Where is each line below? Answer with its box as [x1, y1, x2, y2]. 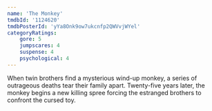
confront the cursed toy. [7, 96, 76, 104]
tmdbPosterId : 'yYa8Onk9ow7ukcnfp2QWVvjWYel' [7, 23, 140, 30]
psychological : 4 [19, 55, 70, 62]
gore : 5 [19, 36, 41, 43]
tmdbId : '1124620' [7, 17, 60, 23]
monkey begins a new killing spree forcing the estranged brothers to [7, 88, 202, 97]
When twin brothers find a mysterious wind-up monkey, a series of [7, 74, 197, 82]
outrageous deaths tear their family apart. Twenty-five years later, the [7, 81, 205, 90]
